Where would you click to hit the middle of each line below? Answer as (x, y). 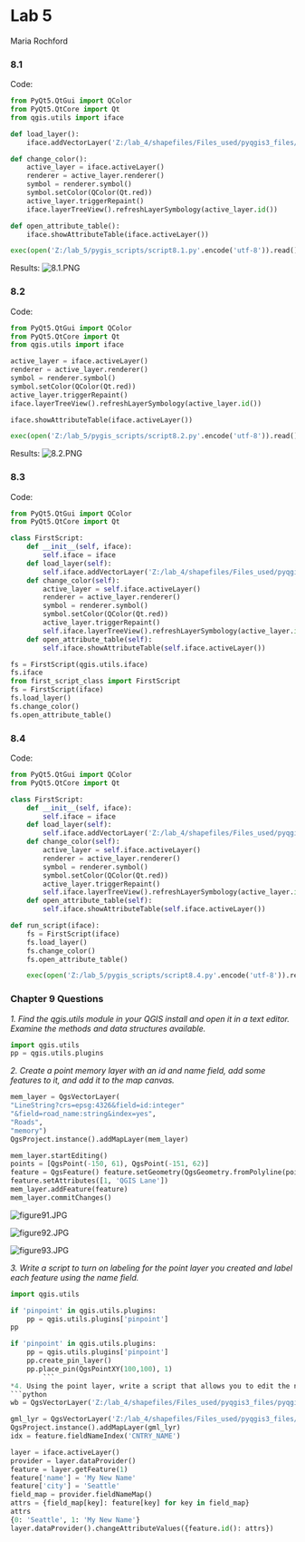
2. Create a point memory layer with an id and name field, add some (138, 1071)
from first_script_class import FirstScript (95, 682)
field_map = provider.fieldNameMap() (81, 1495)
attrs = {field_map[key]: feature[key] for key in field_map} (130, 1503)
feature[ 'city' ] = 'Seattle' (65, 1486)
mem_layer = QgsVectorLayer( (65, 1097)
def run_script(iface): (55, 926)
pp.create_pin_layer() (69, 1361)
